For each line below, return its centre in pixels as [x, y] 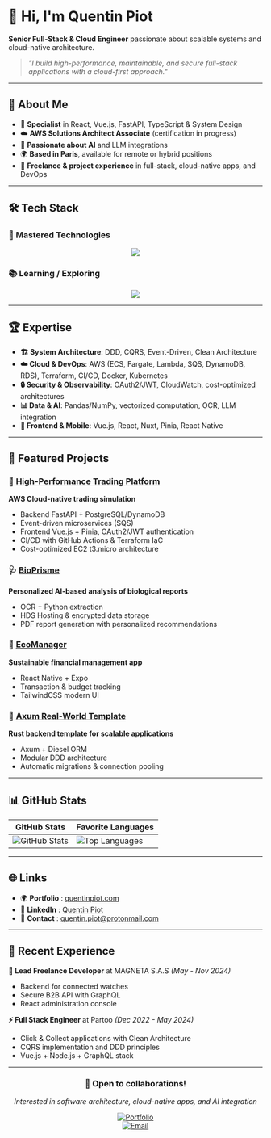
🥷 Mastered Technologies [59, 235]
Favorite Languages [115, 827]
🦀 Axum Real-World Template [67, 716]
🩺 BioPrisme [34, 570]
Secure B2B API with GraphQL [70, 995]
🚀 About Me [38, 105]
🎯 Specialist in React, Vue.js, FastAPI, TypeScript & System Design [131, 124]
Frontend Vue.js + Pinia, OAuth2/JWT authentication [107, 531]
